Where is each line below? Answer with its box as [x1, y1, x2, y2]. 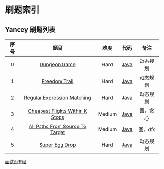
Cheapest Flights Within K [28, 108, 87, 114]
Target [50, 129, 65, 136]
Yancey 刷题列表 [5, 25, 56, 34]
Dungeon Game [40, 62, 76, 68]
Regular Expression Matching [24, 94, 91, 101]
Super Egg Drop [39, 141, 76, 148]
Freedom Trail [41, 78, 74, 84]
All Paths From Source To [28, 123, 87, 129]
